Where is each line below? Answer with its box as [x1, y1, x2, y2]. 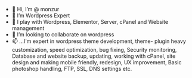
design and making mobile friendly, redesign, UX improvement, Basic [11, 59, 182, 65]
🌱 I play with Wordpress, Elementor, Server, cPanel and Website [11, 18, 169, 25]
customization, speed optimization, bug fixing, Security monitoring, [11, 46, 177, 53]
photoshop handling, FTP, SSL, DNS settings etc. [11, 65, 132, 72]
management [11, 24, 45, 32]
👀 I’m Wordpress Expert [11, 12, 70, 19]
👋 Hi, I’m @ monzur [11, 6, 60, 13]
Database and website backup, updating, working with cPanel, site [11, 52, 176, 60]
